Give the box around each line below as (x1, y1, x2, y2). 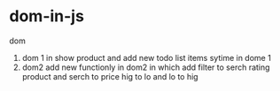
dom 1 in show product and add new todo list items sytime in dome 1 (21, 52, 272, 63)
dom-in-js (9, 6, 84, 27)
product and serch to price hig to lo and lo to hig (21, 71, 198, 81)
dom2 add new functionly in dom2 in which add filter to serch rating (21, 62, 270, 72)
